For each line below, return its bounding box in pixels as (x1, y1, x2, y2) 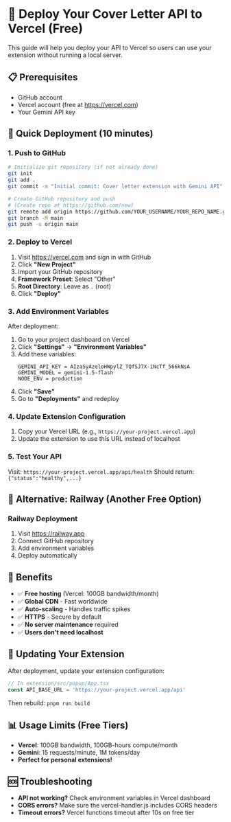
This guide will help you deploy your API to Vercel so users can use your (8, 43, 212, 52)
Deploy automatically (17, 551, 77, 560)
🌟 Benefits (8, 571, 53, 583)
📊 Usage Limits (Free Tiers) (8, 719, 129, 731)
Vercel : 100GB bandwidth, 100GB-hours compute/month (17, 741, 178, 749)
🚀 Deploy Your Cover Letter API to (8, 6, 203, 22)
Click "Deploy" (17, 289, 61, 297)
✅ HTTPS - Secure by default (17, 613, 101, 621)
